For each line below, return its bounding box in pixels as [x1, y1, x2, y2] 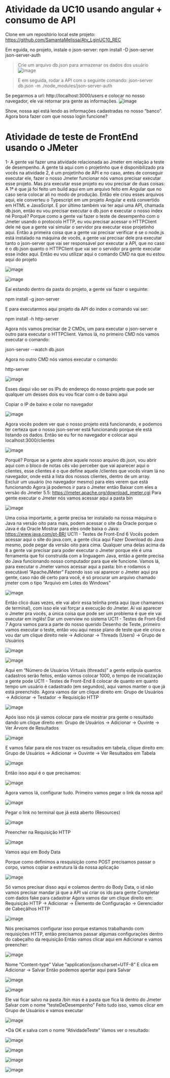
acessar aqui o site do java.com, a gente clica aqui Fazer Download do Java [5, 536, 164, 542]
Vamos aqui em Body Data [5, 848, 61, 855]
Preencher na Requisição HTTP [5, 829, 71, 835]
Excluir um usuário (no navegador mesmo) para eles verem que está [5, 479, 148, 485]
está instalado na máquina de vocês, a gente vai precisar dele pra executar [5, 235, 162, 241]
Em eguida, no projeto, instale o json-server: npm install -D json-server [5, 46, 154, 53]
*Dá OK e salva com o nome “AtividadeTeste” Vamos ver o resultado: [5, 1027, 150, 1033]
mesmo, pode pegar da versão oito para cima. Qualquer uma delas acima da [5, 542, 165, 548]
